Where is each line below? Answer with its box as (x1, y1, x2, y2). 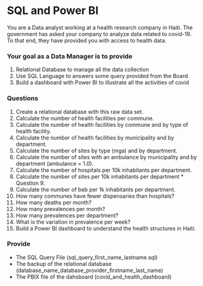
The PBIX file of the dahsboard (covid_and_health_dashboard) (15, 273, 172, 281)
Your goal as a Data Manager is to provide (7, 52, 133, 60)
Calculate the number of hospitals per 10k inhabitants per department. (15, 166, 192, 174)
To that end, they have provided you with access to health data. (7, 37, 167, 44)
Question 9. (15, 179, 45, 187)
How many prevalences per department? (15, 212, 118, 219)
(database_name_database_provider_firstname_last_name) (15, 266, 163, 274)
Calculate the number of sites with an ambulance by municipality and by (15, 153, 198, 160)
